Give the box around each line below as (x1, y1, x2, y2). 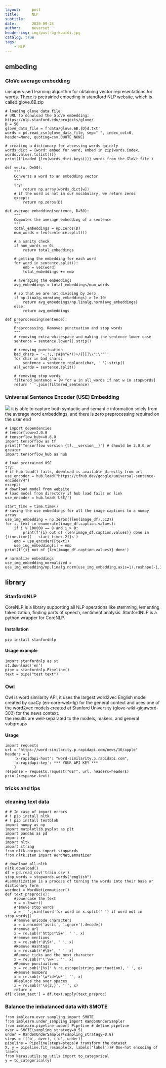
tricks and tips (5, 785, 41, 792)
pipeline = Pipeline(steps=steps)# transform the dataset (5, 1040, 127, 1046)
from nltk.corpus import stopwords (5, 849, 79, 854)
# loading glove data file (5, 109, 61, 114)
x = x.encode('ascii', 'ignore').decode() (14, 922, 103, 928)
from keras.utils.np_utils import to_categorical (5, 1054, 110, 1059)
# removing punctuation (14, 348, 63, 353)
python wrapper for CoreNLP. (5, 615, 66, 621)
